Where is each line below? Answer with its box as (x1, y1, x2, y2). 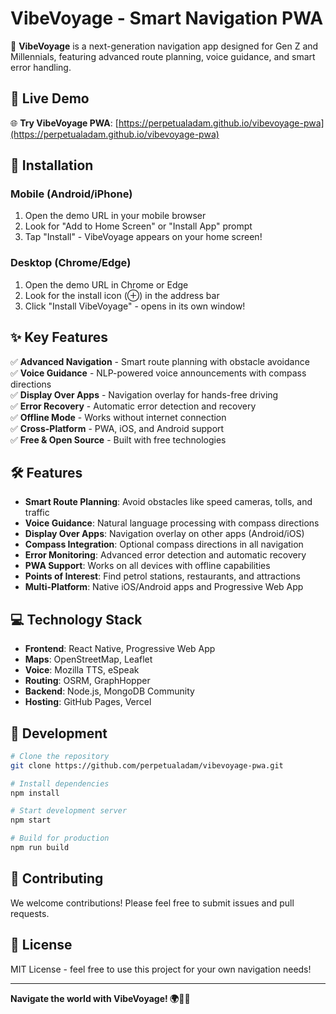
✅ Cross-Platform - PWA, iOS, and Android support (10, 422, 225, 434)
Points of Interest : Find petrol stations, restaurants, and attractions (24, 570, 301, 582)
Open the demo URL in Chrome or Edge (24, 278, 189, 291)
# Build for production (10, 833, 110, 844)
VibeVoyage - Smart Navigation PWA (10, 7, 324, 30)
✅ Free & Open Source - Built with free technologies (10, 433, 227, 446)
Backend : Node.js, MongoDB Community (24, 685, 195, 697)
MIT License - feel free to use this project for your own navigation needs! (10, 963, 312, 975)
